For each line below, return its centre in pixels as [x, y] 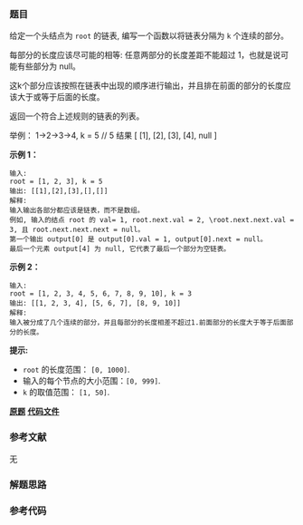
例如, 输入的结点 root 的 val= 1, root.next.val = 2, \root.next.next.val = [152, 220]
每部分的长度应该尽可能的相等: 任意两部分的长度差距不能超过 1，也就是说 [145, 55]
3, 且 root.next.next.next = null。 [77, 230]
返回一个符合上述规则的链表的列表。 [77, 116]
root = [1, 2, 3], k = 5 [56, 182]
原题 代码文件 [34, 412]
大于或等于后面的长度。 [61, 97]
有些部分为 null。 [49, 66]
